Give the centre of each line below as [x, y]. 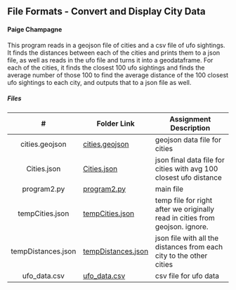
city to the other [181, 256]
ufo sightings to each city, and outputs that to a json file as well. [99, 82]
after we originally [184, 209]
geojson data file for [188, 140]
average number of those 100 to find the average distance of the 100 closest [118, 75]
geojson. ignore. [182, 226]
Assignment [190, 119]
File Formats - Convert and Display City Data [106, 12]
